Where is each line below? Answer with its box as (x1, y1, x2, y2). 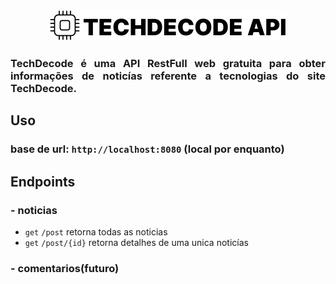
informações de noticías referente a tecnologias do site (10, 69, 326, 83)
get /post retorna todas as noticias (24, 225, 168, 238)
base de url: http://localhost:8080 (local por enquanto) (10, 142, 285, 156)
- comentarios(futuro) (10, 261, 120, 275)
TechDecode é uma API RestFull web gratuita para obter (10, 56, 326, 70)
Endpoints (10, 173, 76, 190)
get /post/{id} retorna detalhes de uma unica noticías (24, 236, 249, 248)
